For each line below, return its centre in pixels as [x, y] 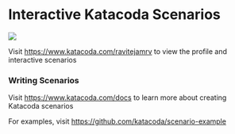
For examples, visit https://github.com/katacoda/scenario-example [117, 121]
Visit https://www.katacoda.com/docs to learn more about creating [118, 98]
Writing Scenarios [44, 80]
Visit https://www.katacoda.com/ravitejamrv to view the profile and [118, 51]
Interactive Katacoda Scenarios [114, 15]
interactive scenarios [42, 59]
